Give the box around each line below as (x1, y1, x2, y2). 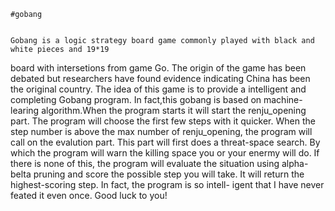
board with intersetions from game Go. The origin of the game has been (10, 62, 307, 74)
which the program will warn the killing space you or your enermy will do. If (10, 147, 320, 159)
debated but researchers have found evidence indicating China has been (10, 73, 311, 84)
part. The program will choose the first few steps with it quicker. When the (10, 115, 316, 127)
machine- (263, 94, 303, 105)
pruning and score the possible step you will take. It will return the (33, 168, 305, 180)
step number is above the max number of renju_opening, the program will (10, 126, 313, 137)
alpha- (281, 158, 309, 169)
